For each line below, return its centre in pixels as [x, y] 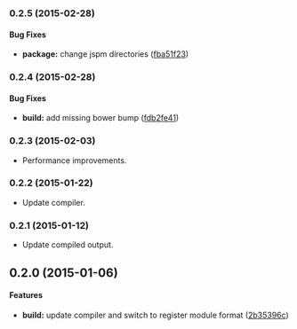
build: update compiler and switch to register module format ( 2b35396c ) [155, 315]
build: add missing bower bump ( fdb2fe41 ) [100, 118]
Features [26, 295]
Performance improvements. [74, 160]
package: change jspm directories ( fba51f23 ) [105, 54]
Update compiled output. [68, 245]
